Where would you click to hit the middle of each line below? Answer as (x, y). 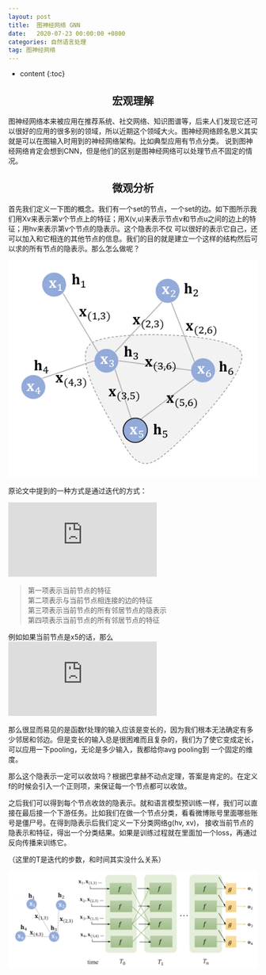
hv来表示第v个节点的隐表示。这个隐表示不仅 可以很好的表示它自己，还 (143, 228)
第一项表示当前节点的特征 (69, 590)
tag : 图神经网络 (32, 50)
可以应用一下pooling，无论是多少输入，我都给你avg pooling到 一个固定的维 (131, 749)
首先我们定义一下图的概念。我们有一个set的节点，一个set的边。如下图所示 (129, 208)
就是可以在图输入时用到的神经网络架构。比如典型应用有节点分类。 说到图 (127, 141)
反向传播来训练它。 (40, 842)
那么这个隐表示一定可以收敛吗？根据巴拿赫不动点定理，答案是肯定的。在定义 (133, 776)
